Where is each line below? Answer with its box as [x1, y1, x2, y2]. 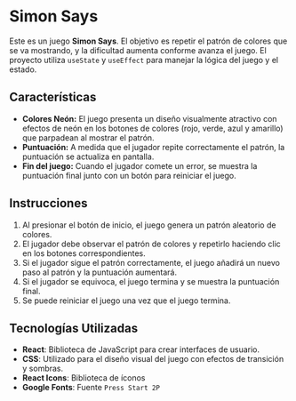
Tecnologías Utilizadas [9, 320, 139, 335]
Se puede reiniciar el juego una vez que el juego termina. [21, 295, 231, 306]
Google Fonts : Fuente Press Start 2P [21, 382, 161, 393]
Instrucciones [9, 196, 88, 211]
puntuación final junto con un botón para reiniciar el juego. [21, 170, 237, 180]
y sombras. [21, 363, 64, 374]
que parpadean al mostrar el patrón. [21, 132, 155, 143]
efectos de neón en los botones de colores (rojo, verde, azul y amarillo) [21, 123, 284, 133]
